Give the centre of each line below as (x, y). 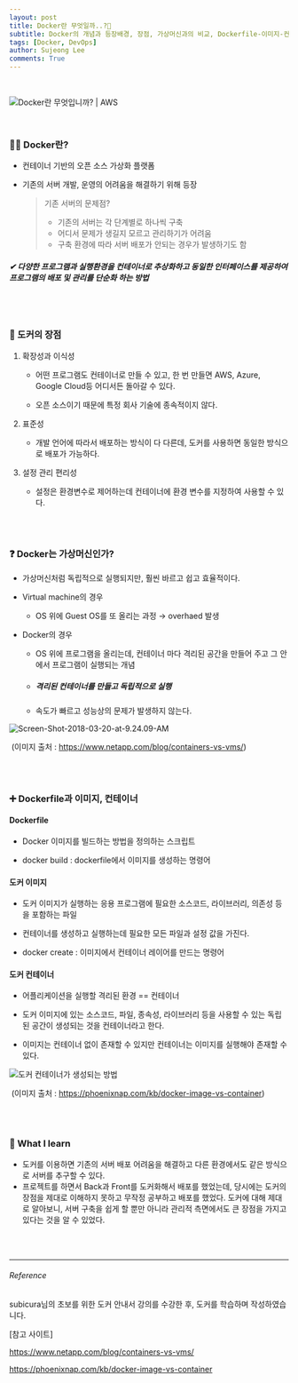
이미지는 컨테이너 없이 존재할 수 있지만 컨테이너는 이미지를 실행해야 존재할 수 (155, 1045)
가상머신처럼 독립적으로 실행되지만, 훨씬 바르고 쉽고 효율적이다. (131, 577)
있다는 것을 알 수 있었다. (63, 1220)
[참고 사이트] (31, 1334)
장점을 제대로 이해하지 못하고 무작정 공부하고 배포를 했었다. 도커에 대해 (144, 1197)
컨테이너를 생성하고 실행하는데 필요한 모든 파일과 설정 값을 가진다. (136, 934)
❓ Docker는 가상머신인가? (62, 554)
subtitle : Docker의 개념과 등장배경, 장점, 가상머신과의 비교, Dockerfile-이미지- (146, 34)
